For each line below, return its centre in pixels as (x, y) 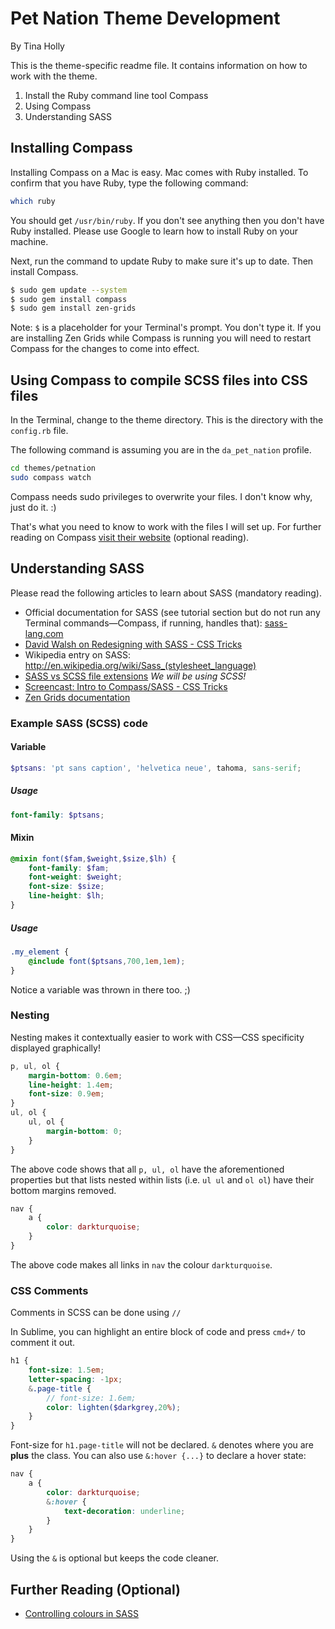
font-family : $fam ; (69, 868)
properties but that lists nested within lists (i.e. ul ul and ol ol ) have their (162, 1179)
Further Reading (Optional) (96, 1589)
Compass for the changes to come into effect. (105, 349)
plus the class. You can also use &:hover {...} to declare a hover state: (158, 1456)
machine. (29, 241)
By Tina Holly (37, 46)
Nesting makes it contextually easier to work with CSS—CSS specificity (157, 1037)
